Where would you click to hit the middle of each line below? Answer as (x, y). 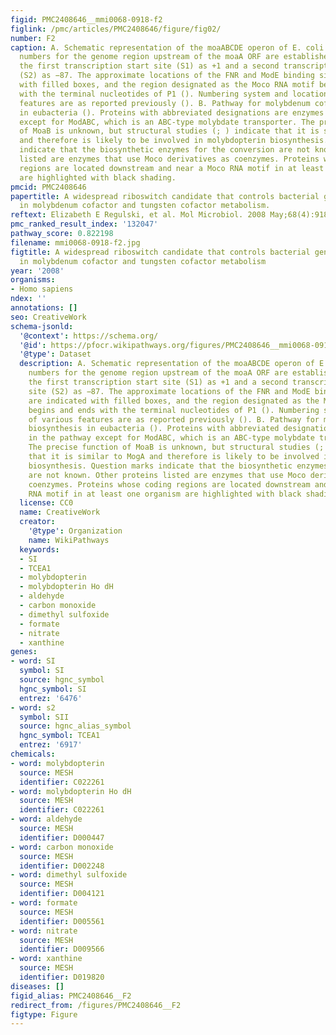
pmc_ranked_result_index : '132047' (84, 224)
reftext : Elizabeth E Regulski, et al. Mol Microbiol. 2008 (138, 215)
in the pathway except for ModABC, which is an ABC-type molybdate (171, 438)
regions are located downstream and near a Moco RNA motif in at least (172, 168)
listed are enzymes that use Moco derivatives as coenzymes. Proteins (169, 159)
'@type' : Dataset (55, 354)
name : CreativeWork (60, 512)
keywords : (39, 549)
